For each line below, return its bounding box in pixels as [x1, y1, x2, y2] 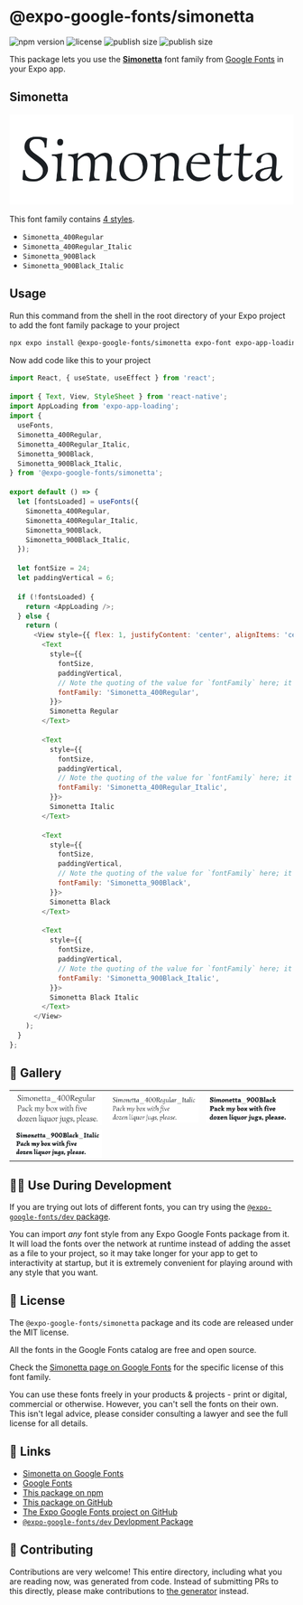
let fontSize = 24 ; [17, 564, 91, 573]
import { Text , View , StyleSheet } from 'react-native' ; [9, 392, 228, 401]
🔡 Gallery [9, 1065, 62, 1081]
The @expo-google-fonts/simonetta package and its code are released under [9, 1317, 294, 1328]
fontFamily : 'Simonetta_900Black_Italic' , [57, 973, 220, 982]
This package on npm [22, 1487, 104, 1497]
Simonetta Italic [49, 802, 115, 812]
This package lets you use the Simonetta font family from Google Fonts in [9, 53, 284, 64]
